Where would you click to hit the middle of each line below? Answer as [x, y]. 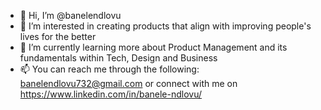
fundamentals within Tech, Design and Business [118, 58]
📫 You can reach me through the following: [109, 69]
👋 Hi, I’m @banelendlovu [70, 15]
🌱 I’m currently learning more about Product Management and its [153, 47]
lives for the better [58, 36]
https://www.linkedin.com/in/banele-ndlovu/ [111, 94]
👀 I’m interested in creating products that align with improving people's [165, 26]
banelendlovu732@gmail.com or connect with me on [128, 83]
